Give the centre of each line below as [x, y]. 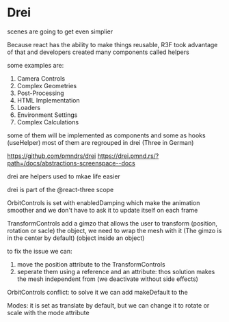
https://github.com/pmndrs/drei [52, 156]
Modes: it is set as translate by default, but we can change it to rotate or [108, 305]
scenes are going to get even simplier [60, 31]
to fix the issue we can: [40, 251]
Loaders [29, 107]
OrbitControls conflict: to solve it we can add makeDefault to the [97, 292]
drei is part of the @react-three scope [60, 189]
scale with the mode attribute [49, 312]
